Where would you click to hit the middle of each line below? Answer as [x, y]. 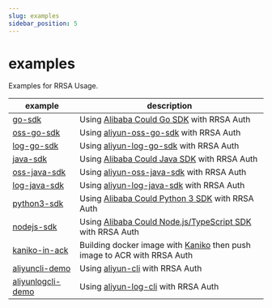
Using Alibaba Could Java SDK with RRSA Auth [169, 159]
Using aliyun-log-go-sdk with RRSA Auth [159, 146]
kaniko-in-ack [40, 250]
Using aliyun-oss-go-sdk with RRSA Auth [160, 133]
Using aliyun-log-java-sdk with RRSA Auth [162, 186]
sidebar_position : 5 [43, 24]
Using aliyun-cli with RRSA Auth [141, 268]
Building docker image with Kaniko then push [165, 246]
